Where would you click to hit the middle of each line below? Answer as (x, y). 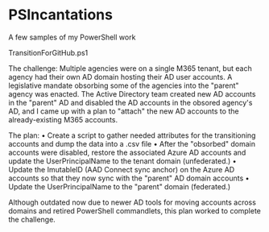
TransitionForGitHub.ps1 (48, 52)
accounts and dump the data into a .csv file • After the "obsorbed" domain (132, 143)
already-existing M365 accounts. (63, 119)
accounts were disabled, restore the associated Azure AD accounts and (127, 152)
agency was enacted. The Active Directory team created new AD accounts (132, 93)
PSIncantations (60, 15)
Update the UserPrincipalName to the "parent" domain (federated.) (120, 186)
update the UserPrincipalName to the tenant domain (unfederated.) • (122, 161)
